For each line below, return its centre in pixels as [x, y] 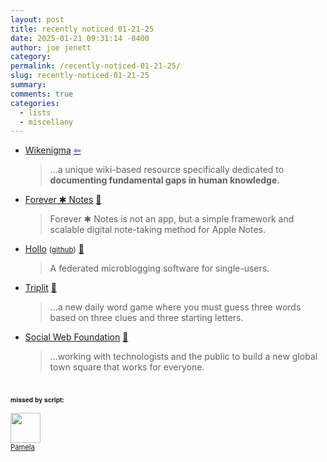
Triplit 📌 [40, 288]
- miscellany [46, 122]
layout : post [37, 19]
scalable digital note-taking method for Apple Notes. [157, 230]
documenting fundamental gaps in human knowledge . [164, 180]
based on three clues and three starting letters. [146, 318]
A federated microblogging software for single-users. [159, 268]
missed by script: [37, 399]
